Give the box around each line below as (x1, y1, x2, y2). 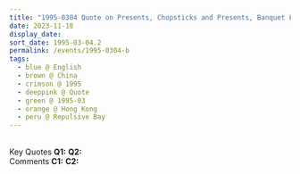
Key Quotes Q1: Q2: (9, 146, 82, 157)
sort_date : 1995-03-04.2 (9, 37, 102, 47)
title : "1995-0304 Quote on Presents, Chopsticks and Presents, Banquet (9, 12, 286, 22)
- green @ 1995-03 (17, 95, 87, 105)
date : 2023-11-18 (9, 21, 74, 30)
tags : (9, 54, 29, 63)
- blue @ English (17, 63, 82, 72)
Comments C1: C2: (9, 156, 79, 167)
